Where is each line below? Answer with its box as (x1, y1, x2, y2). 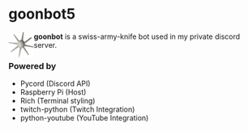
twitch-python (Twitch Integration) (19, 104, 135, 114)
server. (33, 40, 58, 49)
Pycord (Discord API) (19, 78, 91, 89)
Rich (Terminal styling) (19, 96, 96, 106)
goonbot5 (8, 5, 75, 23)
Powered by (8, 60, 57, 71)
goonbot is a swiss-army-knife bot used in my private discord (33, 32, 241, 41)
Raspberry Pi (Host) (19, 87, 87, 97)
